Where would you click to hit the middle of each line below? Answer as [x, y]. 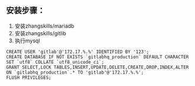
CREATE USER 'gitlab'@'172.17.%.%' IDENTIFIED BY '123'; [78, 52]
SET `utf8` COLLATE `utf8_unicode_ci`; [55, 62]
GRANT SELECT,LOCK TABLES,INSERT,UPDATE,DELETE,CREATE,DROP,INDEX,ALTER [97, 67]
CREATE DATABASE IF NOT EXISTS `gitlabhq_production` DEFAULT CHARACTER [97, 57]
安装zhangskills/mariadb [45, 26]
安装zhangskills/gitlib [40, 33]
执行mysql [27, 41]
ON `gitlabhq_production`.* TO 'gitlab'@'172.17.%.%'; [75, 72]
